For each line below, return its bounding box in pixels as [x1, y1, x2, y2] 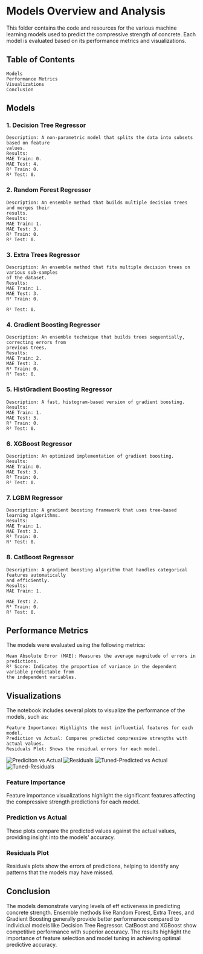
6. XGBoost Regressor [6, 440, 72, 448]
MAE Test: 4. [6, 161, 39, 167]
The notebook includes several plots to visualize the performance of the [6, 707, 185, 714]
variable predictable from [6, 669, 74, 675]
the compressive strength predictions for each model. [6, 798, 140, 805]
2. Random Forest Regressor [6, 186, 92, 194]
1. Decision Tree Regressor [6, 121, 86, 129]
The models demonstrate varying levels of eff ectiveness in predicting [6, 902, 181, 909]
